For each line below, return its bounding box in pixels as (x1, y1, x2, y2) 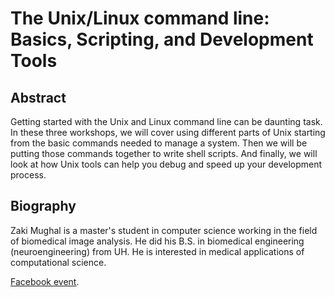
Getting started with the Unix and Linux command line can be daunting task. (10, 116, 323, 127)
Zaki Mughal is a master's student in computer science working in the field (10, 224, 318, 236)
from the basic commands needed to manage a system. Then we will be (10, 137, 308, 149)
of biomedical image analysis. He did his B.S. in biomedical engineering (10, 235, 305, 247)
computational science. (10, 256, 107, 268)
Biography (10, 198, 77, 215)
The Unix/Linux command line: (10, 7, 270, 30)
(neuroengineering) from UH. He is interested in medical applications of (10, 245, 305, 257)
